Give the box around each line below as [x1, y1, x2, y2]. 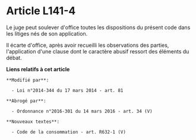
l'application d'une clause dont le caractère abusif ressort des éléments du [6, 47, 189, 55]
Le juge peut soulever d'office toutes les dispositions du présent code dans [6, 24, 191, 31]
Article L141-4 [6, 4, 76, 18]
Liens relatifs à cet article [6, 65, 70, 72]
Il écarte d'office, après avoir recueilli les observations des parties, [6, 42, 169, 49]
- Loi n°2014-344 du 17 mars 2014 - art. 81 [11, 87, 124, 93]
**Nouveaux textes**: [6, 119, 60, 125]
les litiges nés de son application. [6, 30, 88, 37]
